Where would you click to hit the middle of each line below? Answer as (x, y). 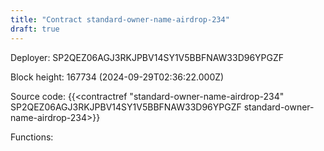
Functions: (32, 137)
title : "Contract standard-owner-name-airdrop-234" (120, 19)
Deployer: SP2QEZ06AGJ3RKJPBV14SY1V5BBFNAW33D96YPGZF (147, 57)
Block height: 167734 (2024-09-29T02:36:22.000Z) (117, 77)
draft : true (35, 29)
